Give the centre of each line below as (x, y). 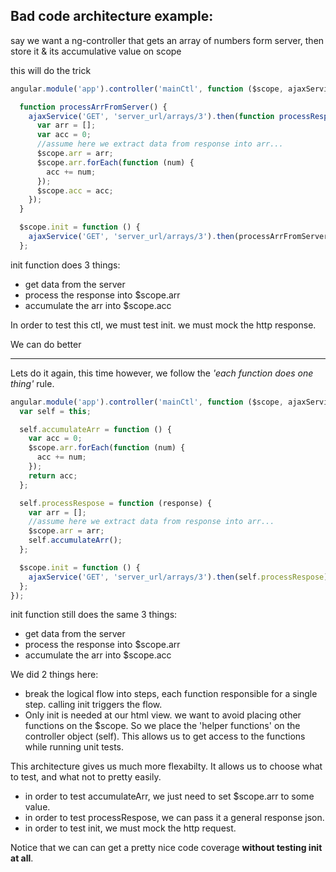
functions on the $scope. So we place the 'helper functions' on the (162, 726)
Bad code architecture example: (112, 16)
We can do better (46, 344)
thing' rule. (32, 383)
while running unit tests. (74, 747)
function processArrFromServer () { (93, 107)
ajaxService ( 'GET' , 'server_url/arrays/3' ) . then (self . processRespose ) (178, 577)
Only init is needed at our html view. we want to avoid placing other (163, 715)
